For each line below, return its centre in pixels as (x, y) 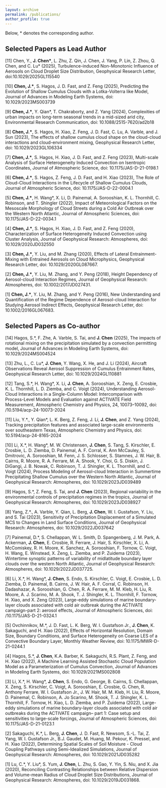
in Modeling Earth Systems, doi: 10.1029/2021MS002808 (63, 672)
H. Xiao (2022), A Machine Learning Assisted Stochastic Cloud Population (81, 661)
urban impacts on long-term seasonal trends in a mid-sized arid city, (75, 117)
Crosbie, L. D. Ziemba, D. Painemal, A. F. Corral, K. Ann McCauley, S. (75, 450)
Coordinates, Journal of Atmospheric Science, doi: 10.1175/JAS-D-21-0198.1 (82, 168)
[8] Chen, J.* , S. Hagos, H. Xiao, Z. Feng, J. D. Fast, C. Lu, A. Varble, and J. (82, 132)
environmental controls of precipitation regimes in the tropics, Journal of (79, 497)
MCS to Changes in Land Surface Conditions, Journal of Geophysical (76, 522)
